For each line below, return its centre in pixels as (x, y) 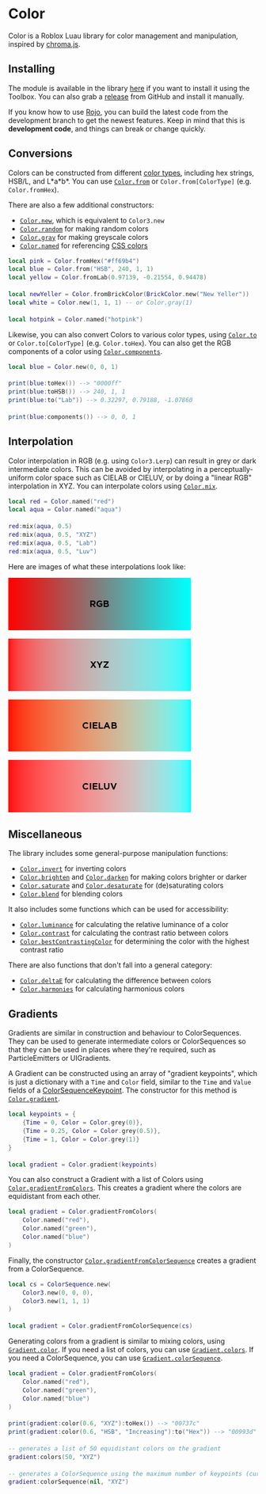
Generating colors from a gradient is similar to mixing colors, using (117, 1341)
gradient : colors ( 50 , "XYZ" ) (55, 1457)
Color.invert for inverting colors (73, 869)
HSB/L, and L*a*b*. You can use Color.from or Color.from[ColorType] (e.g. (130, 181)
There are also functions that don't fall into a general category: (110, 965)
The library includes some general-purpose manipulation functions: (118, 853)
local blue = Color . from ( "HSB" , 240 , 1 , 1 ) (81, 269)
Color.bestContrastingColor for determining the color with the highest (134, 941)
